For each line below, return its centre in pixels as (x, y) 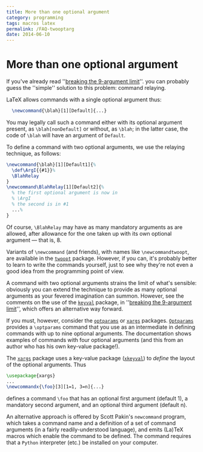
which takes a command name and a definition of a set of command (91, 423)
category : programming (35, 18)
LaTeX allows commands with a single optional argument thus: (84, 100)
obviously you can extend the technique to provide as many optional (92, 289)
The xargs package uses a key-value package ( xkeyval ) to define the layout (101, 358)
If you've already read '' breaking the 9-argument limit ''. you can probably (98, 81)
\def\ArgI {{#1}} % (34, 170)
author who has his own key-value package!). (63, 346)
